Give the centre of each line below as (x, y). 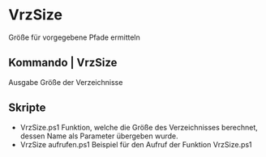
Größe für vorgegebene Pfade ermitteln (74, 37)
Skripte (27, 108)
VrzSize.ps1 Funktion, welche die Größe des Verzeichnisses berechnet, (139, 127)
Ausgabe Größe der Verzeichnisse (66, 82)
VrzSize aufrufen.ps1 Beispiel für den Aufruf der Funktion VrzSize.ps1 (136, 144)
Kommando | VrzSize (63, 63)
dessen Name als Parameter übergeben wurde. (99, 136)
